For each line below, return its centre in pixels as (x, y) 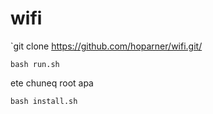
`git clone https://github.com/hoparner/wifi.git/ (106, 46)
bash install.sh (44, 101)
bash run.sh (35, 64)
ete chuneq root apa (52, 83)
